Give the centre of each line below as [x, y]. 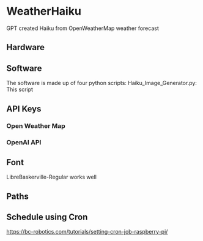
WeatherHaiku [44, 11]
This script [20, 89]
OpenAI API [24, 143]
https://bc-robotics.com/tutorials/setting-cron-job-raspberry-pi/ [87, 232]
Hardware [25, 47]
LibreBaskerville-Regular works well [51, 177]
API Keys [24, 109]
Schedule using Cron [47, 217]
